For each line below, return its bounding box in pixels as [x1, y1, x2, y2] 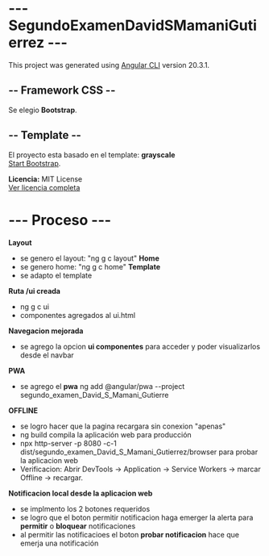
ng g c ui [19, 302, 50, 311]
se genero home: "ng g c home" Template [19, 261, 161, 271]
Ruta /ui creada [8, 286, 60, 295]
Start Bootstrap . [8, 158, 61, 168]
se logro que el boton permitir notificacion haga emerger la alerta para [19, 512, 254, 522]
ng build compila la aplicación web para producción [19, 429, 192, 439]
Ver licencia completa [8, 182, 81, 192]
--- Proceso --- [8, 211, 111, 229]
